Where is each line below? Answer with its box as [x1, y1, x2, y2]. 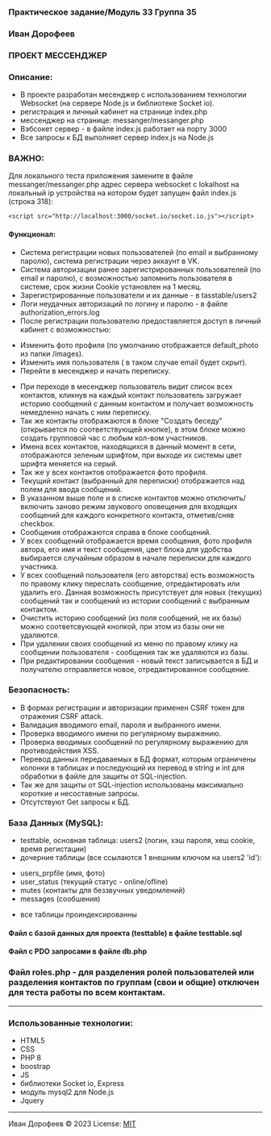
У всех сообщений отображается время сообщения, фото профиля [19, 536, 252, 545]
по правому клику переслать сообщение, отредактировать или [19, 578, 240, 588]
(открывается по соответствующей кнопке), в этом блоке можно [19, 424, 246, 434]
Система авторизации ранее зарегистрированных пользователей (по [19, 265, 261, 274]
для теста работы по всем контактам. [8, 987, 166, 998]
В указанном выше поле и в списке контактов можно [19, 493, 205, 503]
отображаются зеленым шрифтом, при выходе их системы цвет [19, 450, 242, 460]
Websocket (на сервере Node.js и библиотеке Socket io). [19, 98, 215, 108]
